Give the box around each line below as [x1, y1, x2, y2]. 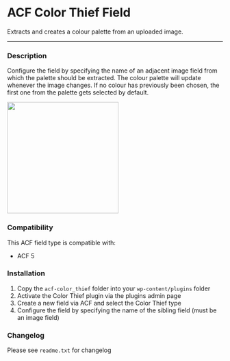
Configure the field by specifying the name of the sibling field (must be [16, 306, 217, 314]
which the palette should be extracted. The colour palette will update [7, 74, 201, 82]
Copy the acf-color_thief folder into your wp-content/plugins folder [16, 284, 211, 292]
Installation [7, 269, 46, 278]
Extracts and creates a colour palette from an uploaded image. [7, 27, 183, 36]
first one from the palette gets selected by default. [7, 88, 149, 97]
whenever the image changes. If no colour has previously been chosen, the [7, 81, 220, 90]
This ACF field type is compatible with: [7, 238, 116, 247]
